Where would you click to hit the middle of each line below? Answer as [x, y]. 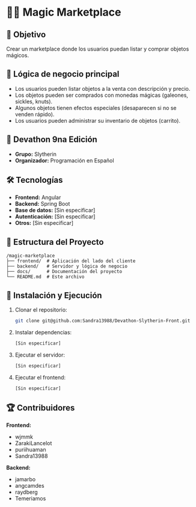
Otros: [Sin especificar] [44, 223]
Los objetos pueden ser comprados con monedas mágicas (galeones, [101, 95]
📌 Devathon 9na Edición [52, 140]
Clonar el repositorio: [41, 310]
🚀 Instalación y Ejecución [54, 295]
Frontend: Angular [38, 197]
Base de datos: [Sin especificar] [55, 210]
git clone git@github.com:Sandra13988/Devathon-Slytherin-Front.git [103, 321]
